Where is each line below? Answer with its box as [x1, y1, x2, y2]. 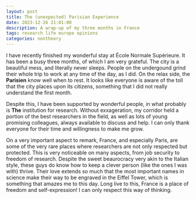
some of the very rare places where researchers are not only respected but [6, 143, 188, 150]
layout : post [6, 8, 38, 15]
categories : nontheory [6, 36, 61, 42]
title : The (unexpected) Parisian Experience [6, 14, 119, 20]
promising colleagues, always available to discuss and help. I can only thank [6, 119, 190, 126]
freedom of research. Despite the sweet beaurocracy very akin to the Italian [6, 156, 189, 162]
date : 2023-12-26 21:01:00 [6, 19, 72, 25]
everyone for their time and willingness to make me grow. [6, 125, 145, 132]
